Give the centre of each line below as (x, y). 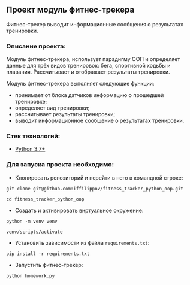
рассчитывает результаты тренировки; (65, 114)
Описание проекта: (36, 46)
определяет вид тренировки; (52, 108)
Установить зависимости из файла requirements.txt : (82, 242)
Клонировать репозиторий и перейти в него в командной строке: (99, 178)
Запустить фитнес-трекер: (49, 265)
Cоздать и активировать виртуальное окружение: (79, 210)
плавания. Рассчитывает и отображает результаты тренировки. (88, 72)
